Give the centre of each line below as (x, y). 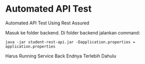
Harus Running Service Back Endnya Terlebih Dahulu (61, 56)
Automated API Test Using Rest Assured (47, 23)
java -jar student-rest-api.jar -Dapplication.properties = (70, 42)
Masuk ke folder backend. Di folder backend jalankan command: (73, 33)
